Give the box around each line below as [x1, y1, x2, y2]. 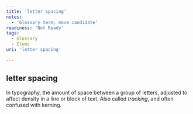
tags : [6, 30, 19, 36]
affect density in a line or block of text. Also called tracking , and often [6, 95, 174, 102]
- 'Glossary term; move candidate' [11, 19, 98, 25]
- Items [11, 42, 30, 47]
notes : [6, 14, 22, 20]
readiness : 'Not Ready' [6, 25, 64, 31]
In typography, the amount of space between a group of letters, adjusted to [6, 89, 188, 96]
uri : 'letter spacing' [6, 47, 61, 53]
